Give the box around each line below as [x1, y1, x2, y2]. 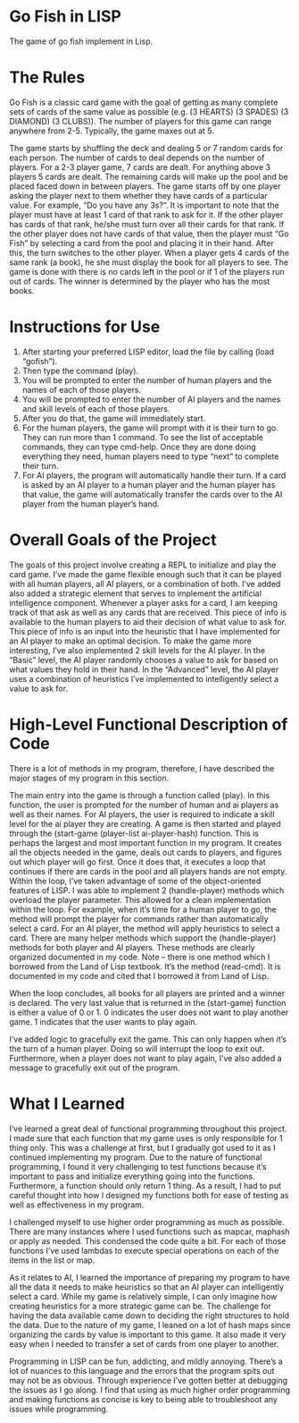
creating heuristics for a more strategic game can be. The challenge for [9, 1300, 272, 1311]
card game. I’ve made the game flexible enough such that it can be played [9, 568, 282, 579]
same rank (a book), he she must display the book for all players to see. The [9, 257, 288, 268]
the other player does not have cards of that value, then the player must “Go [9, 228, 289, 239]
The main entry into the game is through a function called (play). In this [9, 789, 270, 800]
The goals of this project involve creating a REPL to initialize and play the [9, 559, 277, 570]
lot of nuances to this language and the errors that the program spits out [9, 1365, 275, 1376]
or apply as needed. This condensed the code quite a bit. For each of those [9, 1235, 287, 1246]
